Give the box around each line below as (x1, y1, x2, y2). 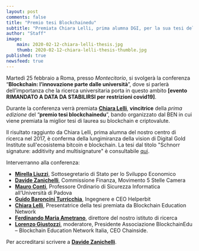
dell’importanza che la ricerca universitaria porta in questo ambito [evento (6, 87, 188, 94)
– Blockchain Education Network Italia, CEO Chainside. (14, 227, 148, 234)
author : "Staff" (6, 31, 46, 37)
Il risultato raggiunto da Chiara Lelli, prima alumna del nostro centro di (6, 128, 176, 136)
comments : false (6, 14, 46, 20)
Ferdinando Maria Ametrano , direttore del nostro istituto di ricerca (14, 214, 178, 221)
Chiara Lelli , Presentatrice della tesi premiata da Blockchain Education (14, 201, 187, 208)
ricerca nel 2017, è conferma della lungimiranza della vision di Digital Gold (6, 135, 185, 142)
